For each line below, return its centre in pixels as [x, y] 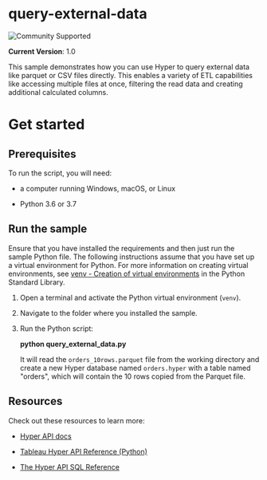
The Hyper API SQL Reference [69, 466]
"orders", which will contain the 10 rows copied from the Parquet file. [132, 376]
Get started [47, 125]
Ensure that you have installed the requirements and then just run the [122, 248]
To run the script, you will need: [60, 173]
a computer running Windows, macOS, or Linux [98, 188]
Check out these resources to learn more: [77, 420]
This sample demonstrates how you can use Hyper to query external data [129, 67]
